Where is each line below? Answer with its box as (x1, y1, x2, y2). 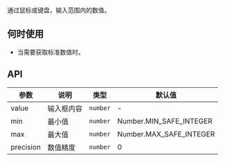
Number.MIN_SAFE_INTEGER (117, 116, 213, 126)
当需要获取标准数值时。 (17, 48, 84, 56)
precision (10, 142, 42, 152)
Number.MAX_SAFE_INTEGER (117, 129, 215, 138)
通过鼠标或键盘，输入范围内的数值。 (7, 6, 111, 14)
